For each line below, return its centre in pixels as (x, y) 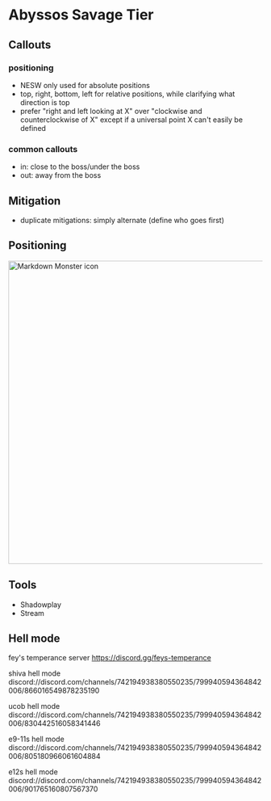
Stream (32, 613)
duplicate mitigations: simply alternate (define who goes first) (122, 220)
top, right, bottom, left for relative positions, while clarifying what (127, 94)
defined (33, 128)
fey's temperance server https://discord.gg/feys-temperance (110, 658)
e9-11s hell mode (36, 739)
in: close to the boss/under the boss (80, 167)
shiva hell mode (35, 673)
